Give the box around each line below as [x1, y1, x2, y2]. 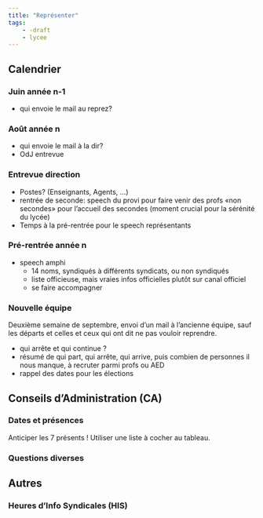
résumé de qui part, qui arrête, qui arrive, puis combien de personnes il [19, 352, 250, 362]
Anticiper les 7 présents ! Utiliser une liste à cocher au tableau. [8, 432, 210, 442]
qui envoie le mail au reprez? [19, 104, 112, 113]
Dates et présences [8, 415, 84, 426]
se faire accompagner [31, 283, 103, 292]
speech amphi [19, 257, 66, 267]
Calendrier [8, 62, 61, 75]
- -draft [22, 26, 51, 34]
